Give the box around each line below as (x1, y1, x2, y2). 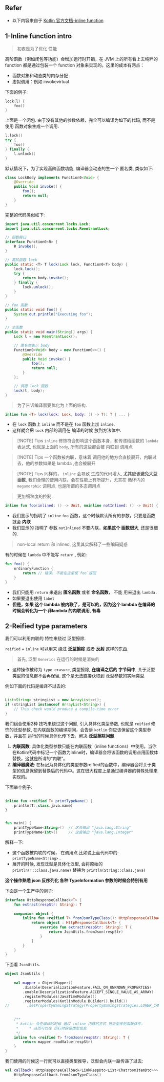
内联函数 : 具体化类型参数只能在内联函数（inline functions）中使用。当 (12, 743, 153, 749)
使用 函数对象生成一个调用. (5, 123, 59, 129)
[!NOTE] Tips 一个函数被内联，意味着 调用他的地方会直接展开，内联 (17, 454, 153, 460)
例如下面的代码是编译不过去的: (5, 683, 67, 689)
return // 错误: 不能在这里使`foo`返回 (22, 571, 96, 575)
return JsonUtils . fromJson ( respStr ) (48, 929, 123, 934)
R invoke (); (14, 244, 38, 249)
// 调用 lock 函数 (14, 383, 48, 388)
